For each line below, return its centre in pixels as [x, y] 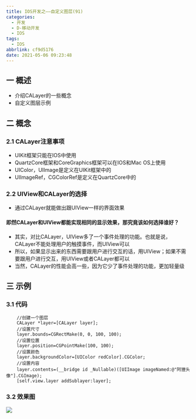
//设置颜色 [28, 352]
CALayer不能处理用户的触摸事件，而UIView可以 [72, 244]
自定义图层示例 [33, 103]
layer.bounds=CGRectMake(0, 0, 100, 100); [69, 334]
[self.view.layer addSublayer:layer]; [64, 381]
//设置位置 [28, 341]
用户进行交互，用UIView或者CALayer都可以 [77, 258]
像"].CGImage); [24, 376]
